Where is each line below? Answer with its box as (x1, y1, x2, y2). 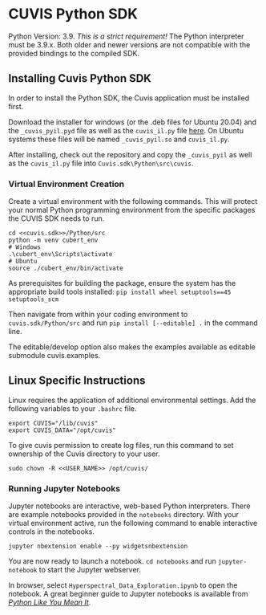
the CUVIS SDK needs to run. (8, 214, 105, 223)
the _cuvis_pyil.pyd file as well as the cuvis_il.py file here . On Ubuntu (8, 125, 244, 135)
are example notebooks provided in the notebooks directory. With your (8, 510, 239, 519)
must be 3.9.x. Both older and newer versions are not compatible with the (8, 39, 251, 49)
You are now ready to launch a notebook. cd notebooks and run (8, 556, 216, 566)
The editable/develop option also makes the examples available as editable (8, 342, 256, 352)
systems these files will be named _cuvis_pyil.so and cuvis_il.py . (8, 134, 230, 144)
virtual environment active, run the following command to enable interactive (8, 519, 258, 528)
